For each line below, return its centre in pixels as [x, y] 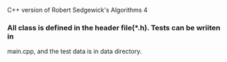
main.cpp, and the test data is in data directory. [75, 52]
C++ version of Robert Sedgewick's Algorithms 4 [77, 10]
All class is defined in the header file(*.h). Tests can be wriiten [114, 28]
